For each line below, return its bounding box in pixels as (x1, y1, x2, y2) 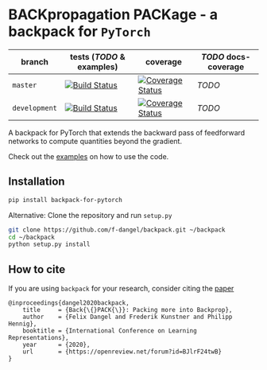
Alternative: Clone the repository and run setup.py (8, 210, 172, 220)
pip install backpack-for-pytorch (8, 196, 123, 204)
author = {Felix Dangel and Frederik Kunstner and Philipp (22, 313, 233, 321)
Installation (8, 175, 65, 189)
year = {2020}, (22, 341, 91, 349)
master (12, 80, 37, 89)
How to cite (8, 263, 66, 276)
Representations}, (8, 334, 69, 342)
